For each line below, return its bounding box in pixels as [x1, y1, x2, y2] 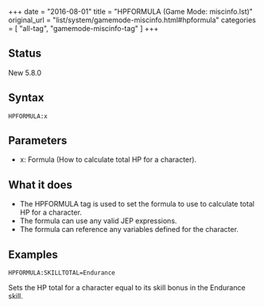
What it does [8, 178, 73, 191]
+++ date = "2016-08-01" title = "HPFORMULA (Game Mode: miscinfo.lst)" [8, 7, 253, 16]
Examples [8, 247, 58, 262]
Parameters [8, 134, 68, 148]
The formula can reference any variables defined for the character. [19, 225, 239, 234]
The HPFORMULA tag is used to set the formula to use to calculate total [19, 199, 254, 209]
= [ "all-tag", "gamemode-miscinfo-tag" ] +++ [8, 24, 159, 33]
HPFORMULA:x [8, 112, 48, 120]
